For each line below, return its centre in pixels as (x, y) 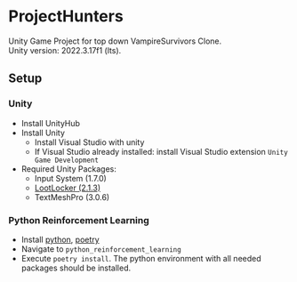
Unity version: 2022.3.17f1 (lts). (65, 50)
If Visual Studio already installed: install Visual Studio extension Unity (161, 151)
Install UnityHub (51, 123)
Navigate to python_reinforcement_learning (101, 249)
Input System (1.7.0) (71, 178)
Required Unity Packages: (68, 169)
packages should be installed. (76, 268)
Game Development (67, 160)
